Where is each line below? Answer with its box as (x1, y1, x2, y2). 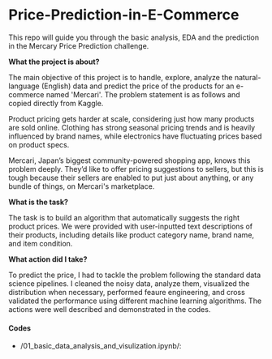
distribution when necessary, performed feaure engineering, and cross (8, 287, 245, 297)
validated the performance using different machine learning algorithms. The (8, 296, 262, 306)
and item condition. (8, 238, 73, 248)
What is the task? (8, 197, 69, 207)
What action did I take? (8, 254, 88, 264)
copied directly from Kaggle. (8, 98, 104, 108)
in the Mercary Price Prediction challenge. (8, 41, 149, 50)
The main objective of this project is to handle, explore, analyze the (8, 72, 233, 82)
